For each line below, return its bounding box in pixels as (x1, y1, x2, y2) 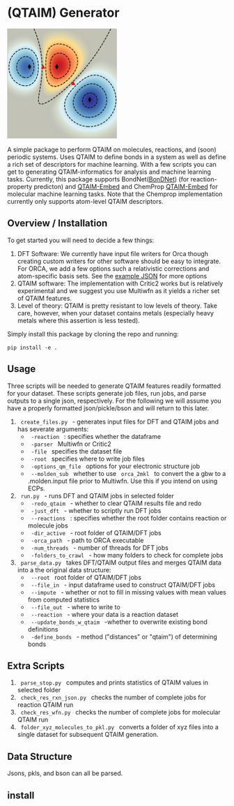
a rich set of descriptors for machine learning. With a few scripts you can (7, 160, 217, 168)
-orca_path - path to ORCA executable (31, 536, 144, 544)
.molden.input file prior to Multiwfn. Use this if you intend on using (27, 477, 218, 485)
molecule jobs (27, 521, 68, 530)
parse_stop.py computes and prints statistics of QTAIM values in (20, 678, 209, 687)
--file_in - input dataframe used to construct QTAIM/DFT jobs (31, 581, 216, 589)
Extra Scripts (7, 659, 65, 671)
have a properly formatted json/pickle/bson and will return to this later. (7, 403, 210, 412)
